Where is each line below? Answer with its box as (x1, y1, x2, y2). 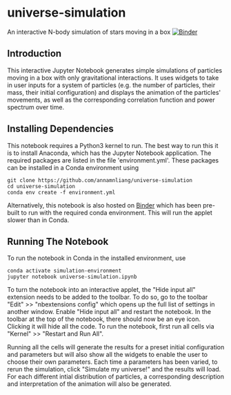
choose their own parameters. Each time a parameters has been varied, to (7, 358, 218, 366)
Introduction (7, 48, 62, 59)
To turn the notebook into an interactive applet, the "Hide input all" (7, 286, 196, 294)
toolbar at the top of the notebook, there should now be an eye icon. (7, 315, 201, 323)
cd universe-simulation (7, 183, 76, 190)
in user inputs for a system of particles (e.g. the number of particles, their (7, 81, 216, 89)
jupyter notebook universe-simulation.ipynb (7, 273, 137, 281)
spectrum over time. (7, 102, 64, 111)
